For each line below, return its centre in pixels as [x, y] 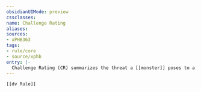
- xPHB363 [19, 40]
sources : [17, 34]
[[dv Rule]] [21, 84]
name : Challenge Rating [36, 23]
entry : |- [19, 62]
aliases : [17, 29]
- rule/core [21, 51]
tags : [13, 46]
